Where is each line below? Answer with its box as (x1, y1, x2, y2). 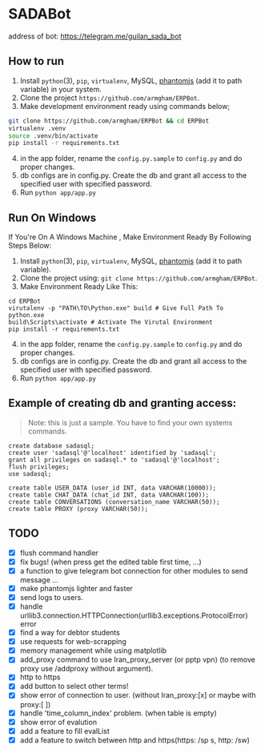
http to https (19, 672, 61, 682)
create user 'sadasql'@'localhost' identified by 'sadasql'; (8, 449, 217, 457)
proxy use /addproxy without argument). (19, 664, 154, 674)
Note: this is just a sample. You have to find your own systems (27, 417, 233, 427)
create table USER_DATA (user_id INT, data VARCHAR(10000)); (8, 484, 217, 492)
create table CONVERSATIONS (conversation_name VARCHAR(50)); (8, 497, 220, 505)
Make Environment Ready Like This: (19, 282, 139, 292)
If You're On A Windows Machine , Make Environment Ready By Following (8, 232, 252, 242)
